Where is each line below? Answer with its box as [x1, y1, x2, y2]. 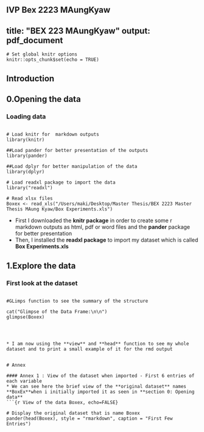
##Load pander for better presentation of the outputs [6, 148, 149, 154]
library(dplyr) [6, 169, 45, 175]
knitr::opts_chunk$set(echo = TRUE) [6, 57, 99, 63]
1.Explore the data [6, 261, 76, 271]
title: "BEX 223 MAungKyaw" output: [6, 26, 150, 36]
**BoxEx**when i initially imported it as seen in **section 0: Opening [6, 389, 195, 395]
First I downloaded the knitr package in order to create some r [15, 217, 172, 225]
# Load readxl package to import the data [6, 179, 116, 185]
